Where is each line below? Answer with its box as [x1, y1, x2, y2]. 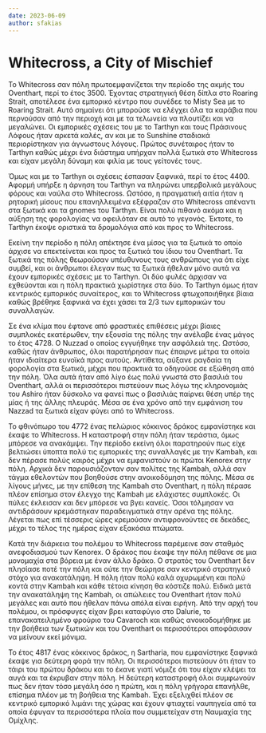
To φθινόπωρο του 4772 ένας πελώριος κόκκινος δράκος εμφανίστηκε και [8, 422, 256, 431]
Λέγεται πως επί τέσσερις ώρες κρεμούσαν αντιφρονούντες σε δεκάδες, [8, 515, 251, 525]
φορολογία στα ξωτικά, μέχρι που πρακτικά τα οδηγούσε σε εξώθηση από [8, 364, 255, 374]
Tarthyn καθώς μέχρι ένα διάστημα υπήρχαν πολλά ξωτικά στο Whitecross [8, 148, 258, 157]
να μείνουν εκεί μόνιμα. [8, 632, 88, 642]
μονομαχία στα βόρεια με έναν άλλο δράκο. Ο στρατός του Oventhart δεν [8, 556, 255, 565]
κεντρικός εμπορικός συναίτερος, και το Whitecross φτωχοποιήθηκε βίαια [8, 289, 254, 299]
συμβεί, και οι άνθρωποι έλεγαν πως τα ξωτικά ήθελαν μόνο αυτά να [8, 263, 241, 273]
